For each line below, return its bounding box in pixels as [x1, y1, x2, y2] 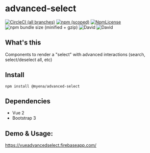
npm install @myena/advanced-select [5, 84, 80, 88]
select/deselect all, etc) [5, 57, 52, 63]
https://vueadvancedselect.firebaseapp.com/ [5, 142, 97, 148]
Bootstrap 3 [12, 115, 36, 121]
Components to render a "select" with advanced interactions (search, [5, 51, 146, 57]
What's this [5, 39, 41, 47]
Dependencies [5, 97, 50, 105]
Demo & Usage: [5, 129, 53, 137]
